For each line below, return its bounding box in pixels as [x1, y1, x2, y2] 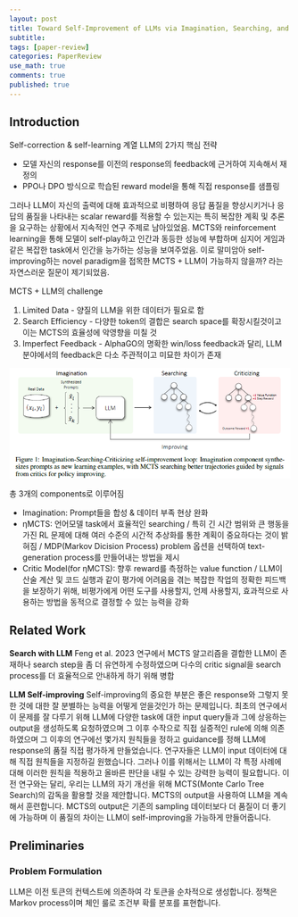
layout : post [9, 14, 58, 23]
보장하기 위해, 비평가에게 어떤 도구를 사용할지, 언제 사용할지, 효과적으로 [31, 585, 279, 596]
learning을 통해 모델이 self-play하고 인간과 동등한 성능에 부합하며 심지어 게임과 [9, 233, 286, 244]
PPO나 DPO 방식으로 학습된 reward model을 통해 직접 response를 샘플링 [21, 180, 280, 191]
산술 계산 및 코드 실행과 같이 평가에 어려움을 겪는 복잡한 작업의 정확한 [21, 574, 263, 585]
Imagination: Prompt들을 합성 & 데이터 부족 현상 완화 [21, 507, 209, 518]
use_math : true [9, 62, 66, 71]
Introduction [9, 114, 80, 129]
